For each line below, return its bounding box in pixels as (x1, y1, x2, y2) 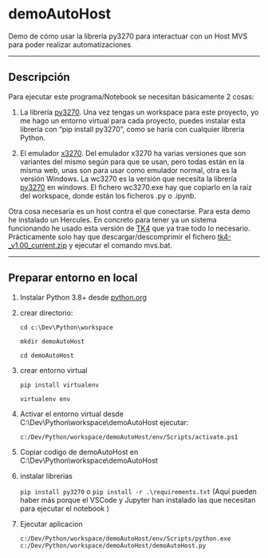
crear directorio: (19, 307, 73, 317)
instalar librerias (19, 471, 73, 480)
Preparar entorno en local (8, 271, 138, 285)
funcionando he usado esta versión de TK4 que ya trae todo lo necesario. (8, 223, 251, 233)
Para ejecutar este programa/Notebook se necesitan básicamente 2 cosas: (8, 91, 254, 101)
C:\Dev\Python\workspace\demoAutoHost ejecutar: (19, 417, 189, 427)
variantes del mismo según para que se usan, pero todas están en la (19, 157, 245, 167)
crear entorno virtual (19, 365, 88, 375)
